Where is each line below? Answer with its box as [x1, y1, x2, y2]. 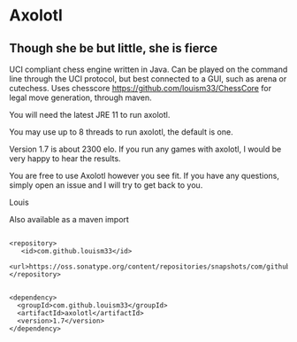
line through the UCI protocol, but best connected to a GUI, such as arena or [9, 74, 287, 84]
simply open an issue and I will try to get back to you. [9, 180, 203, 190]
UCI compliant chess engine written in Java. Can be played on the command [9, 64, 288, 74]
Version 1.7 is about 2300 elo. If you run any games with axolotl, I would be [9, 144, 282, 154]
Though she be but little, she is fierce [9, 41, 218, 56]
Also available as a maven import [9, 214, 130, 224]
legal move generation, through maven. [9, 92, 152, 103]
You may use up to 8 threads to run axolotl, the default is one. [9, 127, 233, 137]
